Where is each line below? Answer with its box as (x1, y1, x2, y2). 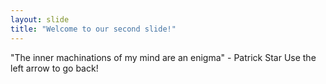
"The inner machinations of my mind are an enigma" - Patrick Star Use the (10, 51, 317, 63)
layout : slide (10, 14, 70, 25)
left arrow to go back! (10, 62, 99, 74)
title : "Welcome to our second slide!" (10, 24, 177, 34)
